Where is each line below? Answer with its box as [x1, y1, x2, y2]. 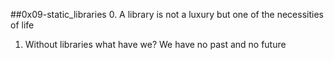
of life [10, 19, 35, 31]
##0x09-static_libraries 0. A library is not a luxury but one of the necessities [10, 9, 324, 20]
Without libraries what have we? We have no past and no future [24, 39, 287, 50]
